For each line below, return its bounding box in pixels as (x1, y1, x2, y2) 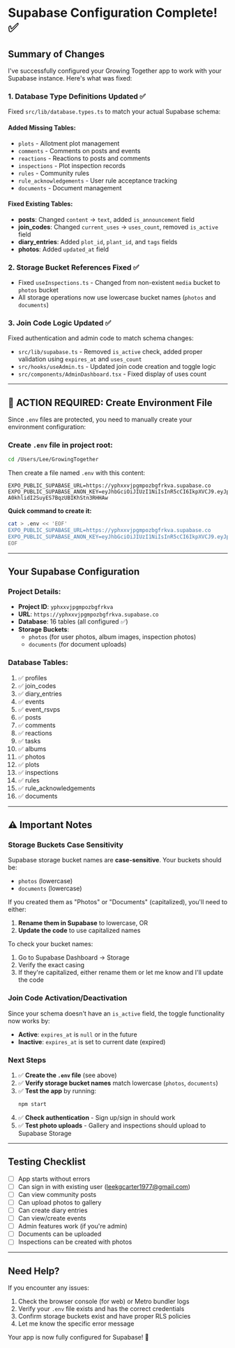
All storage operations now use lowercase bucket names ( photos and (17, 293, 216, 302)
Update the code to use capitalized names (17, 926, 141, 935)
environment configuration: (8, 423, 86, 431)
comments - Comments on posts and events (17, 146, 141, 155)
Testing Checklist (8, 1156, 86, 1168)
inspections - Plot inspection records (17, 161, 126, 169)
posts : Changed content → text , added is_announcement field (17, 215, 195, 223)
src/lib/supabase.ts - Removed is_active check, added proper (17, 348, 203, 356)
